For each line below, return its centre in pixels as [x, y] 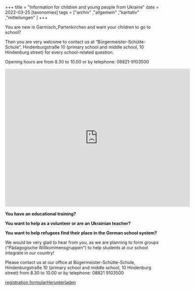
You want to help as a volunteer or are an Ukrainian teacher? [68, 223]
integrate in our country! [30, 253]
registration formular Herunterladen [41, 282]
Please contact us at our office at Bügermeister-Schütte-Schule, [70, 262]
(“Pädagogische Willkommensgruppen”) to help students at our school [77, 247]
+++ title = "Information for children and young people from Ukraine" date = [82, 7]
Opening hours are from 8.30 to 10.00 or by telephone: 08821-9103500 [77, 62]
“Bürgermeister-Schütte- [121, 42]
